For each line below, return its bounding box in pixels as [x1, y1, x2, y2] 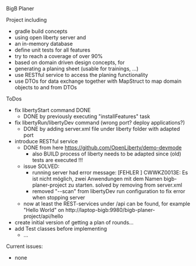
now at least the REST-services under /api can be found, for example [23, 200, 191, 207]
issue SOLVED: [23, 163, 60, 170]
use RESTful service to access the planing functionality [14, 72, 148, 78]
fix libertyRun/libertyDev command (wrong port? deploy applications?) [14, 119, 185, 126]
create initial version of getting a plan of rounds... [14, 219, 134, 225]
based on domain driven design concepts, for [14, 59, 125, 66]
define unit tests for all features [14, 46, 91, 53]
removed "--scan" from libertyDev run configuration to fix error [32, 188, 186, 194]
